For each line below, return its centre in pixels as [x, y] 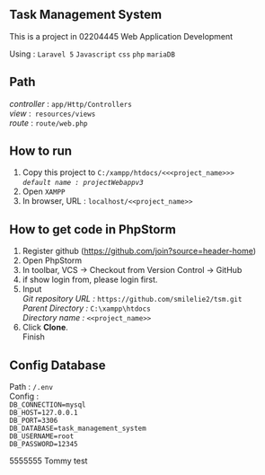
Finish [33, 337]
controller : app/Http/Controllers [71, 103]
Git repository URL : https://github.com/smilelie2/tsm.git [132, 299]
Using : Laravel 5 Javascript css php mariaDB [92, 54]
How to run [41, 151]
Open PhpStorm [52, 260]
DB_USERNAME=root [42, 436]
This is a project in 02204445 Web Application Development [121, 36]
